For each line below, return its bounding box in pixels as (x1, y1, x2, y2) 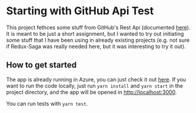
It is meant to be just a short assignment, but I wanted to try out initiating (6, 30, 184, 37)
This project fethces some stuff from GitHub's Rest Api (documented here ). (6, 24, 191, 31)
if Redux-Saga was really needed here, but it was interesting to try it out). (6, 43, 186, 50)
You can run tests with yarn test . (6, 100, 88, 107)
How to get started (6, 60, 77, 70)
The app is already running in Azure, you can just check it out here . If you (6, 76, 186, 83)
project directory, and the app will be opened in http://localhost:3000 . (6, 88, 178, 96)
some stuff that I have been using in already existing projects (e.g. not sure (6, 36, 190, 43)
